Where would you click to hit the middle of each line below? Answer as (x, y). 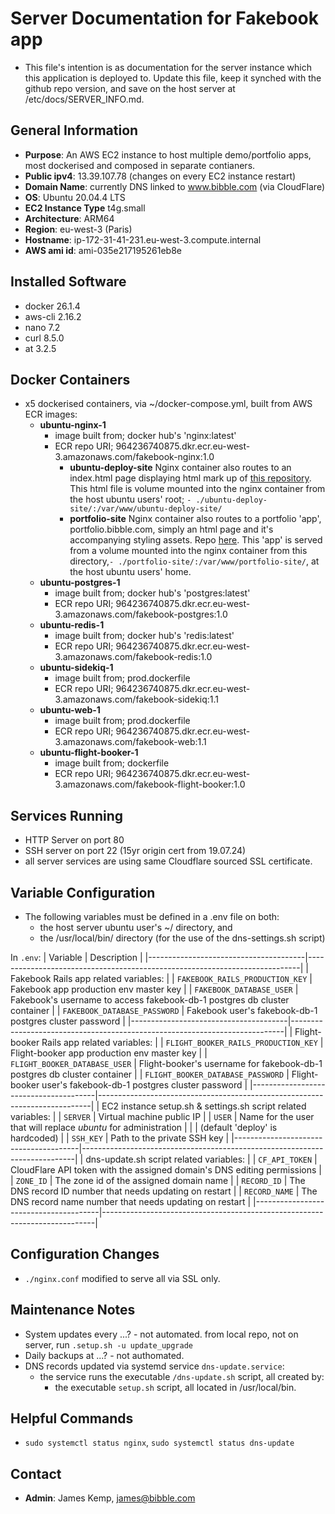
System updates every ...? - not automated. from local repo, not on (161, 1334)
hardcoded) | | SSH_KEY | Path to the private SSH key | (120, 1138)
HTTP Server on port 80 (74, 840)
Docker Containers (70, 379)
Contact (36, 1473)
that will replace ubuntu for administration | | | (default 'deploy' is (144, 1127)
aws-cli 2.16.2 (53, 316)
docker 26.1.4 (52, 306)
